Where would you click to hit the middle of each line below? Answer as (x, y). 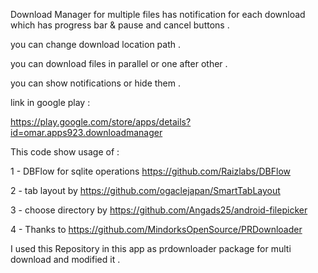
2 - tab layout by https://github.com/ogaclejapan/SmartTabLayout (145, 190)
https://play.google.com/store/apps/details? (101, 122)
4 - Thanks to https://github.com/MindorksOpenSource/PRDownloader (156, 229)
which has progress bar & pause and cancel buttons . (120, 25)
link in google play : (50, 102)
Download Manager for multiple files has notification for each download (158, 14)
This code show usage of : (65, 152)
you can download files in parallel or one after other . (119, 63)
